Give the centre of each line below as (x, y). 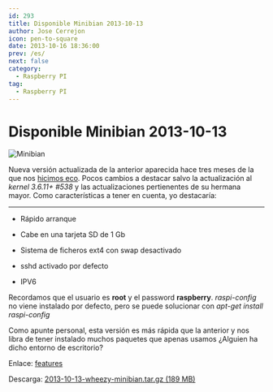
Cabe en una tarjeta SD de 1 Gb (73, 235)
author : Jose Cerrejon (47, 31)
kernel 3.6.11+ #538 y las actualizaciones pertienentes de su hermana (125, 187)
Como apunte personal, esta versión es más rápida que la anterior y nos (129, 330)
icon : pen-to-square (43, 39)
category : (25, 69)
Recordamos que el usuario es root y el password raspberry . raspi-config (133, 298)
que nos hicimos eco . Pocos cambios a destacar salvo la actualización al (130, 179)
